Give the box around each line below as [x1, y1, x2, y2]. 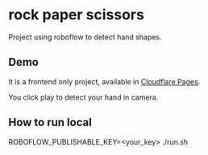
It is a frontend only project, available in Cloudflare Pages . [8, 76, 201, 86]
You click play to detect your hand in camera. [8, 92, 159, 102]
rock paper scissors [8, 6, 145, 24]
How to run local [8, 116, 93, 129]
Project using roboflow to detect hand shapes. [8, 32, 163, 42]
